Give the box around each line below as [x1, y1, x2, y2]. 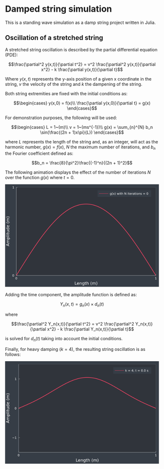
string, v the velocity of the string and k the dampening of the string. [5, 81, 143, 87]
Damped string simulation [5, 3, 112, 15]
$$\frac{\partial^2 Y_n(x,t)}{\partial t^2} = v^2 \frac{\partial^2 [11, 321, 134, 327]
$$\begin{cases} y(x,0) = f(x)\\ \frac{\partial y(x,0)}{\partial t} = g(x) [13, 100, 151, 106]
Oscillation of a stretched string [5, 34, 103, 42]
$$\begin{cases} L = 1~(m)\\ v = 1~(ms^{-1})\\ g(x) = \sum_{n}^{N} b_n [11, 124, 153, 130]
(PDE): [5, 52, 18, 58]
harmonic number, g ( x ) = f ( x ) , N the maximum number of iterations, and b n [5, 144, 156, 151]
